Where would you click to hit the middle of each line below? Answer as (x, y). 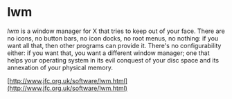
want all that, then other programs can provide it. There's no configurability (114, 45)
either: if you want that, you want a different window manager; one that (108, 53)
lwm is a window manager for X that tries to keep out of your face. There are (116, 31)
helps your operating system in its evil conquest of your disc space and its (113, 60)
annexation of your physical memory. (60, 67)
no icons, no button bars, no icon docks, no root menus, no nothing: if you (113, 38)
